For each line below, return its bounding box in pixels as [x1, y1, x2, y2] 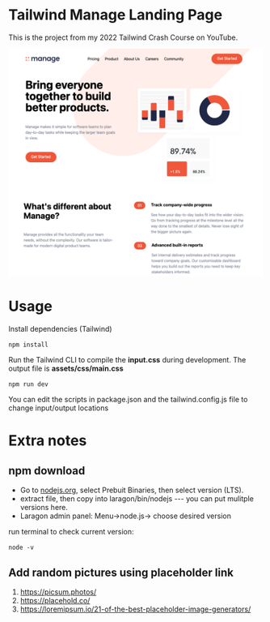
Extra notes [8, 431, 87, 450]
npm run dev [8, 380, 49, 388]
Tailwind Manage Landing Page [8, 6, 223, 24]
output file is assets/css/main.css [8, 363, 124, 374]
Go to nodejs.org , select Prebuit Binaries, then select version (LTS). [19, 485, 244, 495]
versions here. [19, 503, 69, 513]
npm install [8, 341, 49, 350]
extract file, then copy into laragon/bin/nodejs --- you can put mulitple [19, 494, 255, 504]
